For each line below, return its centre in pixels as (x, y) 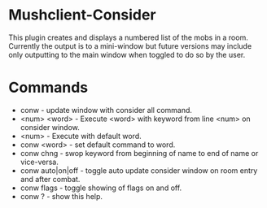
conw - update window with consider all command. (106, 110)
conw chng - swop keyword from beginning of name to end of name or (139, 153)
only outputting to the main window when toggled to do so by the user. (127, 54)
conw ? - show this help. (61, 196)
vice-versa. (39, 162)
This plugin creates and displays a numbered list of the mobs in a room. (128, 37)
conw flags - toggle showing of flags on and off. (101, 188)
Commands (48, 88)
